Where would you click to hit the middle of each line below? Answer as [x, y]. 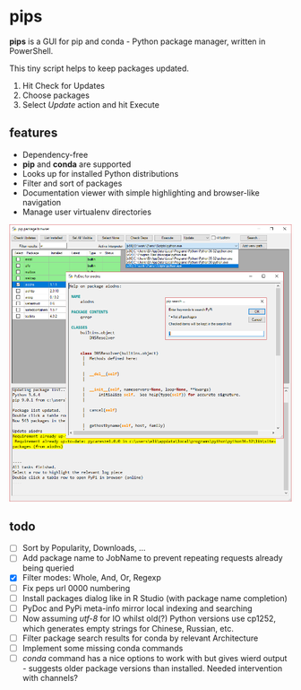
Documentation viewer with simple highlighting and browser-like [141, 192]
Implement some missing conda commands [103, 648]
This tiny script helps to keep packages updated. [99, 68]
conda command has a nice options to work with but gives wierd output [155, 658]
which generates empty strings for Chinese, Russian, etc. [128, 628]
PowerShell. [31, 50]
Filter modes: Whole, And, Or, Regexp [91, 578]
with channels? [50, 677]
